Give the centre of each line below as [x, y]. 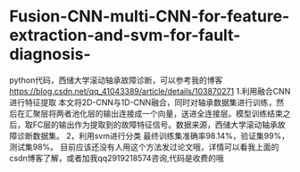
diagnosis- [50, 54]
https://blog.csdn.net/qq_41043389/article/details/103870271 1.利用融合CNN [150, 91]
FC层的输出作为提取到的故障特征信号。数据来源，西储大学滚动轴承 [155, 124]
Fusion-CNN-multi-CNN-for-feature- [150, 16]
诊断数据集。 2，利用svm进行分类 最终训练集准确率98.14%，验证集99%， [153, 135]
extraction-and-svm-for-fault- [125, 35]
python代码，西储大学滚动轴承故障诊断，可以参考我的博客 [116, 80]
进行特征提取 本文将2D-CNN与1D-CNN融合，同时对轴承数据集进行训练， [143, 102]
